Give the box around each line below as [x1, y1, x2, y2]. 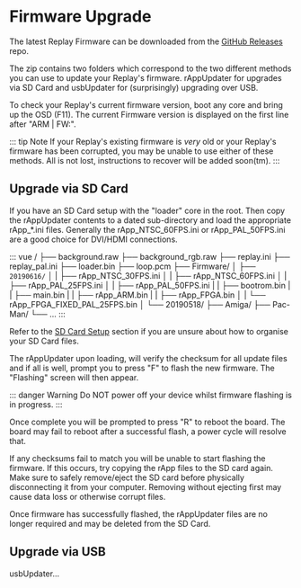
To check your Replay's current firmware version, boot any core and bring [9, 99, 283, 110]
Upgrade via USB [9, 544, 106, 559]
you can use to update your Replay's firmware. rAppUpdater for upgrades [9, 72, 282, 83]
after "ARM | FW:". [9, 119, 76, 129]
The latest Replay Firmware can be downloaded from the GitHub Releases [9, 36, 283, 47]
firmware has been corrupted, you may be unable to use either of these [9, 146, 274, 156]
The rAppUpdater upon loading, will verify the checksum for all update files [9, 352, 288, 363]
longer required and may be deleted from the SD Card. [9, 518, 211, 529]
